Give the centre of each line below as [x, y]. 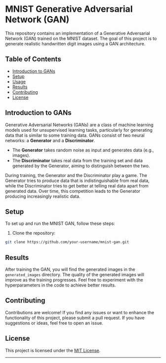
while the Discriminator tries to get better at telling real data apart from [77, 185]
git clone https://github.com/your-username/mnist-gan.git [67, 242]
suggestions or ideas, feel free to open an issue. [54, 323]
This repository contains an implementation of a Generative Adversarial [78, 33]
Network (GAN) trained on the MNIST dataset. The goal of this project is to [81, 38]
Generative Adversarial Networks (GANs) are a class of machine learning [79, 125]
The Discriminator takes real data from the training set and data [78, 160]
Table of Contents [33, 59]
